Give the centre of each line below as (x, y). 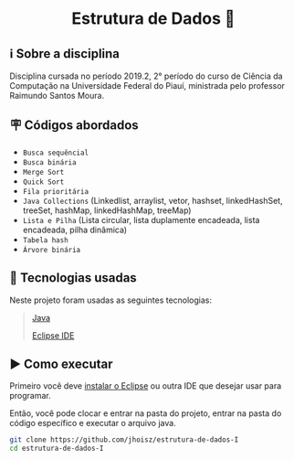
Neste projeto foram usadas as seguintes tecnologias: (111, 300)
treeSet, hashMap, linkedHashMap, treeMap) (107, 210)
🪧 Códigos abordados (74, 126)
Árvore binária (52, 250)
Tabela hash (45, 240)
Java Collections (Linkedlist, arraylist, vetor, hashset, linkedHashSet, (152, 200)
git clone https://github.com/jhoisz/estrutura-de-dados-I (124, 440)
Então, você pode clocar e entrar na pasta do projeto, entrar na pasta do (146, 413)
